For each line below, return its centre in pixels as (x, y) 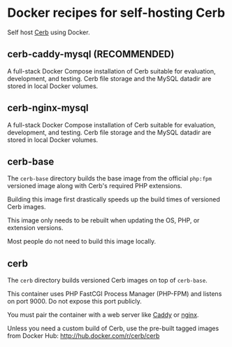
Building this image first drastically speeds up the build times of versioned (114, 199)
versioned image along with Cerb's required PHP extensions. (95, 186)
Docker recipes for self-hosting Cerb (116, 13)
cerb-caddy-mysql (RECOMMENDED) (91, 54)
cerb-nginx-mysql (48, 108)
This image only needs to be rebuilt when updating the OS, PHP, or (103, 220)
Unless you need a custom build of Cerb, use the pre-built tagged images (113, 328)
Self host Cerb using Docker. (49, 32)
